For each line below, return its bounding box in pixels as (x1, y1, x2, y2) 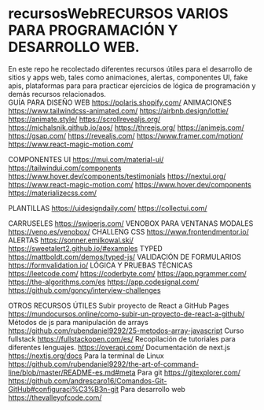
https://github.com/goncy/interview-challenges (8, 285, 161, 295)
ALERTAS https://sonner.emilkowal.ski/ (8, 235, 134, 245)
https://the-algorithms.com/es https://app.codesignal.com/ (8, 277, 200, 286)
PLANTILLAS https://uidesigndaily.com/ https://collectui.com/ (8, 203, 207, 212)
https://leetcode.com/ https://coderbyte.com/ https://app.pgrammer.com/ (8, 268, 247, 278)
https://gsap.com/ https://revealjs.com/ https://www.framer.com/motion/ (8, 131, 244, 140)
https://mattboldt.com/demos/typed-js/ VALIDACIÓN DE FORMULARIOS (8, 252, 241, 261)
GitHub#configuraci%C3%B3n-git (8, 384, 119, 393)
